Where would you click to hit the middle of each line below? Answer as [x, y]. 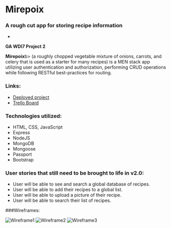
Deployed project [31, 97]
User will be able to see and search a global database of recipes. [81, 184]
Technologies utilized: [34, 116]
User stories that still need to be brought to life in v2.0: [75, 173]
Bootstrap [23, 160]
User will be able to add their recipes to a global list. [68, 190]
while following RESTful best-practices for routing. [59, 73]
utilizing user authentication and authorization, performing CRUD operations [86, 67]
